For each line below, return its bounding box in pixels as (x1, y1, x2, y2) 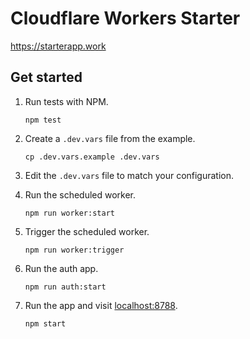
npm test (24, 115, 62, 125)
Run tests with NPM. (24, 95, 109, 107)
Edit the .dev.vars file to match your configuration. (24, 169, 235, 181)
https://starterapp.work (10, 40, 107, 52)
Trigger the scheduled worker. (24, 225, 150, 237)
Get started (10, 69, 83, 86)
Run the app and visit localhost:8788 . (24, 299, 178, 311)
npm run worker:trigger (24, 245, 125, 255)
